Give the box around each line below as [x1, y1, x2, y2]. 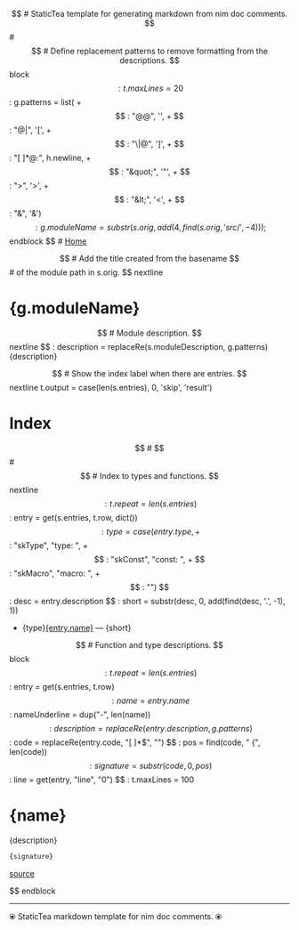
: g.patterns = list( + [9, 97, 82, 107]
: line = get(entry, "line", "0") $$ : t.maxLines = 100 [9, 774, 195, 785]
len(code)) [9, 746, 47, 756]
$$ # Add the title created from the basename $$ [59, 254, 240, 263]
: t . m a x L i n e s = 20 [117, 83, 184, 93]
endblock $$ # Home [9, 236, 87, 247]
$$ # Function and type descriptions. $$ [75, 639, 224, 650]
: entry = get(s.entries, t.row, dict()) [9, 512, 138, 522]
